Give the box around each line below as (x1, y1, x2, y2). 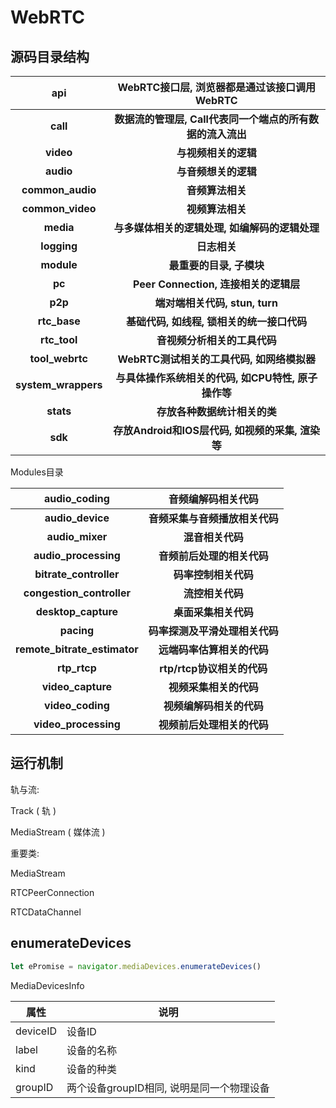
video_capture (41, 680, 113, 693)
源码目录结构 (10, 48, 90, 65)
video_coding (44, 699, 110, 712)
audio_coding (43, 492, 110, 505)
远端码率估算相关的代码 (158, 643, 269, 656)
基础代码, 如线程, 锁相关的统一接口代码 (126, 315, 308, 328)
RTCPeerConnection (10, 886, 95, 898)
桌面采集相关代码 (173, 606, 254, 619)
